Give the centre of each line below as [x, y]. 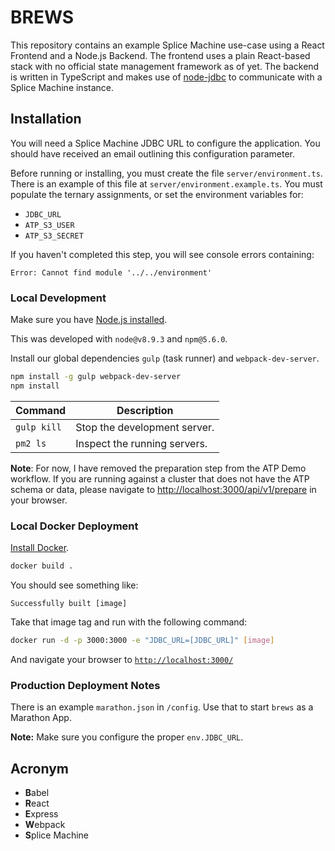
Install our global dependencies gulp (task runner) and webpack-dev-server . [165, 358]
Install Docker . [40, 548]
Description [145, 410]
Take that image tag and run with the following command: [129, 622]
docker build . [42, 566]
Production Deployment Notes [85, 685]
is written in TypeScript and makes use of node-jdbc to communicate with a [166, 77]
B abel [37, 792]
